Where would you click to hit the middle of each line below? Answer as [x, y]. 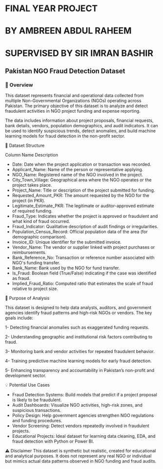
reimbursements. [29, 253]
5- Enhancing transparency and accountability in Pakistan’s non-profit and [80, 371]
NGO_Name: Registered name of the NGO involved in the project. [77, 175]
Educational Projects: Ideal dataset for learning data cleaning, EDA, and [84, 436]
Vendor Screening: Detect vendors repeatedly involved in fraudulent [81, 426]
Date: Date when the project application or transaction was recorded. [81, 164]
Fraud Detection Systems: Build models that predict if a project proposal [84, 395]
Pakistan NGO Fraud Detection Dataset [65, 71]
